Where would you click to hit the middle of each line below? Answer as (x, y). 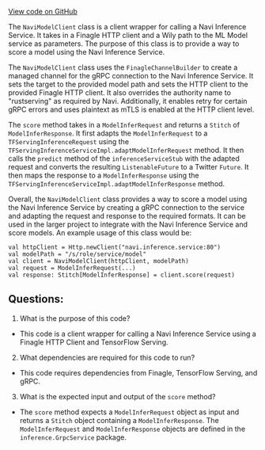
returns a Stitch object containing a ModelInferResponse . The (119, 420)
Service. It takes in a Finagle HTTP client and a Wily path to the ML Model (128, 35)
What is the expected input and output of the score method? (117, 396)
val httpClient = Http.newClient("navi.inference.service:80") (115, 247)
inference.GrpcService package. (73, 437)
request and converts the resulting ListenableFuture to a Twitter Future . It (129, 167)
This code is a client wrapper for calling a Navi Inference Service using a (138, 334)
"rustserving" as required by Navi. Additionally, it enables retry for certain (128, 101)
